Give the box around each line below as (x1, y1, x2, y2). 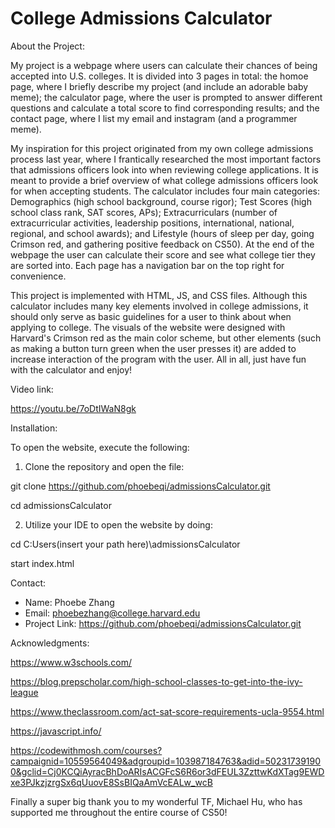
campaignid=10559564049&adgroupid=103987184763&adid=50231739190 (10, 755, 322, 767)
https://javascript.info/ (10, 725, 102, 737)
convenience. (10, 270, 67, 282)
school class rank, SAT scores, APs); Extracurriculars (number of (10, 206, 278, 218)
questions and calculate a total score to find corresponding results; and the (10, 102, 320, 114)
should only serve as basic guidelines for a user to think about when (10, 310, 292, 322)
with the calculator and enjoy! (10, 363, 133, 376)
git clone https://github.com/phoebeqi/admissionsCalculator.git (10, 480, 271, 492)
